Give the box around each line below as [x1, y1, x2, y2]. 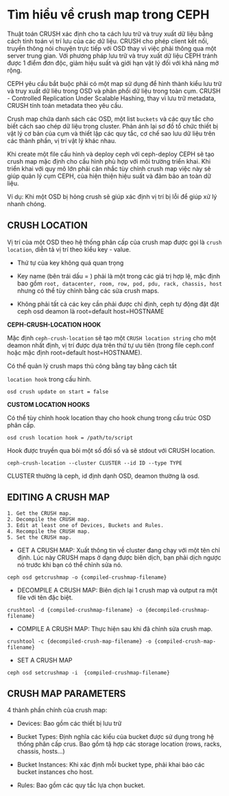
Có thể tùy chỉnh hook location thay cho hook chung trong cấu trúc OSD [7, 413, 211, 422]
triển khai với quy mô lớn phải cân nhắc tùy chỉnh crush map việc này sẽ [7, 164, 211, 173]
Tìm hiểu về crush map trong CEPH [7, 7, 210, 23]
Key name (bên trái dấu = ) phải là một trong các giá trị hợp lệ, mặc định [16, 272, 221, 280]
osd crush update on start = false [7, 388, 109, 395]
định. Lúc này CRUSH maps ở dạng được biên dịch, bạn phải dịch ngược [16, 553, 221, 562]
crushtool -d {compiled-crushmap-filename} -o [7, 606, 143, 613]
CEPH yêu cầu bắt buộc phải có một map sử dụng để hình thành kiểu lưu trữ [7, 79, 222, 87]
